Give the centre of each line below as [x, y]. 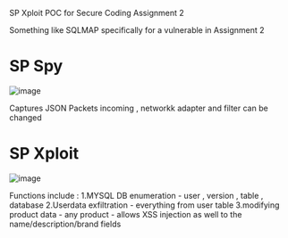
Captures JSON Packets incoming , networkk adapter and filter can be [139, 108]
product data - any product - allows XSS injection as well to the [126, 214]
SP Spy [36, 66]
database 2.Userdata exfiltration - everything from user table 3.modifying [144, 205]
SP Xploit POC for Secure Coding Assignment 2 [97, 13]
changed [25, 117]
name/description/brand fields [65, 224]
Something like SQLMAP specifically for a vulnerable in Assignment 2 [137, 30]
